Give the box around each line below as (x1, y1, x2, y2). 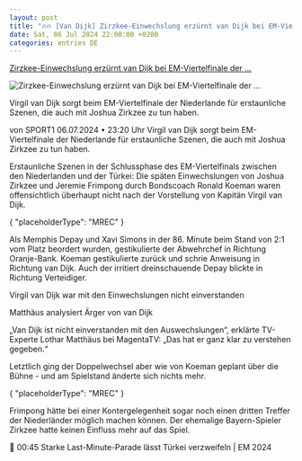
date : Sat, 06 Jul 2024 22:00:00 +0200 (9, 30, 159, 39)
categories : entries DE (9, 38, 99, 48)
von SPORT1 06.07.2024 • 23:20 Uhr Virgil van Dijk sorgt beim (9, 125, 240, 136)
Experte (9, 334, 39, 345)
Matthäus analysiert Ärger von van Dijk (9, 307, 153, 318)
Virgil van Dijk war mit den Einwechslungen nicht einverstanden (9, 289, 244, 301)
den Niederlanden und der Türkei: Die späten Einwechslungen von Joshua (9, 171, 285, 182)
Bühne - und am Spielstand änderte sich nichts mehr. (9, 370, 207, 382)
